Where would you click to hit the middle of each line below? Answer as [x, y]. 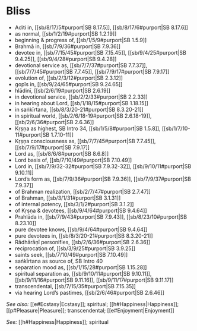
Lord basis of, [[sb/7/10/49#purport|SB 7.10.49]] [73, 160]
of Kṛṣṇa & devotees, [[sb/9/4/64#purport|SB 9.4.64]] [81, 210]
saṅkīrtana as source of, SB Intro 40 [59, 261]
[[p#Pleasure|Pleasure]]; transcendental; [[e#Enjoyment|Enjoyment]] [90, 310]
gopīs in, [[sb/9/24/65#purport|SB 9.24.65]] [69, 84]
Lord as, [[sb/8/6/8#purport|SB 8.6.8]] [61, 153]
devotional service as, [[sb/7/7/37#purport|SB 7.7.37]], [81, 65]
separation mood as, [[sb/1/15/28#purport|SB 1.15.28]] [81, 267]
